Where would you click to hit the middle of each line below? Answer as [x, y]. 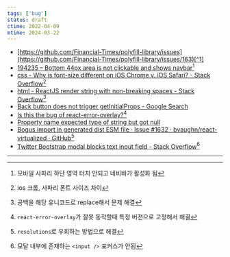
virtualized [32, 138]
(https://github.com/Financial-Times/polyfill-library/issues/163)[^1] [110, 60]
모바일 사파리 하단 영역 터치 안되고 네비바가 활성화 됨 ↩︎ [91, 173]
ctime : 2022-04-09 [33, 26]
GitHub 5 [63, 137]
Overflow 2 [31, 83]
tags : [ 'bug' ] [27, 13]
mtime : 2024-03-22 [33, 33]
